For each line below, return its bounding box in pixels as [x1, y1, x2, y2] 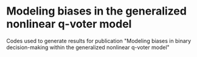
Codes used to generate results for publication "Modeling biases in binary [6, 37, 192, 44]
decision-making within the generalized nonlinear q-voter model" [6, 44, 170, 51]
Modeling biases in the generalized [6, 4, 187, 18]
